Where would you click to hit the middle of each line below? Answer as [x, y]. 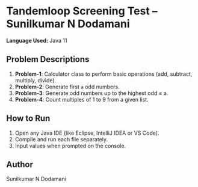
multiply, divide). [36, 80]
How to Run [28, 118]
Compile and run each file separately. [61, 139]
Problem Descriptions [48, 59]
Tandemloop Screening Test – [82, 11]
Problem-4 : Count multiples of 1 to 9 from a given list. [82, 99]
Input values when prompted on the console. [70, 146]
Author [20, 164]
